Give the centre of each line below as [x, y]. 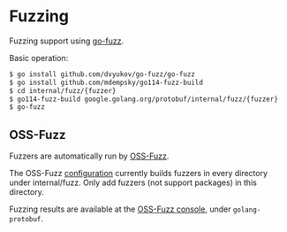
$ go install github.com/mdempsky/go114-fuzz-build [106, 82]
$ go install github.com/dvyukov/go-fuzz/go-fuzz [102, 74]
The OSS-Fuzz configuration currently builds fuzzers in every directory [138, 174]
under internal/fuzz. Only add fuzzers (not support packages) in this [133, 182]
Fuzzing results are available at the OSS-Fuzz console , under [120, 209]
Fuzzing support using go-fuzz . [67, 41]
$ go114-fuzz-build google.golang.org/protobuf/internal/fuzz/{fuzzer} [143, 99]
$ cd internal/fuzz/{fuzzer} [63, 90]
